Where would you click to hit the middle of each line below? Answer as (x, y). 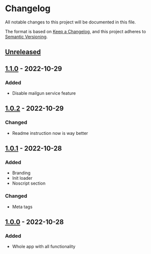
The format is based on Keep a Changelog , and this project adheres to (75, 31)
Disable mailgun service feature (44, 93)
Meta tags (22, 207)
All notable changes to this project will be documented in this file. (71, 22)
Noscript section (29, 183)
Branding (21, 173)
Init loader (22, 178)
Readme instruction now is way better (50, 133)
